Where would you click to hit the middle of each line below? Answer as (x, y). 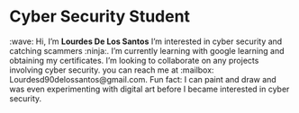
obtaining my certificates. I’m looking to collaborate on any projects (134, 60)
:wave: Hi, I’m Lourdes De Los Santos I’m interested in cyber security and (146, 41)
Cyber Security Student (100, 17)
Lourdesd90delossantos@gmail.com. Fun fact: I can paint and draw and (143, 79)
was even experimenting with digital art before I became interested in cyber (149, 89)
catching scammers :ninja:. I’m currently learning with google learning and (147, 50)
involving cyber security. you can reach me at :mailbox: (112, 70)
